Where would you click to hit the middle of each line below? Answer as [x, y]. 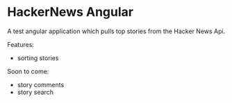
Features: [21, 44]
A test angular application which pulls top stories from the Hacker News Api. [116, 31]
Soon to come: [28, 71]
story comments [41, 84]
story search [35, 92]
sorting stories [38, 58]
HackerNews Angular [71, 12]
